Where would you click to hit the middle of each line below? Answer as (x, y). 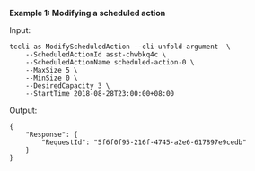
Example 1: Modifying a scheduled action (88, 13)
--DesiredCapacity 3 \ (68, 86)
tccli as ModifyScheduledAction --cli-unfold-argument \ (120, 47)
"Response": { (52, 134)
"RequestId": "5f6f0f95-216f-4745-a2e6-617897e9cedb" (144, 142)
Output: (23, 110)
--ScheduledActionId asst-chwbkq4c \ (96, 55)
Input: (20, 30)
